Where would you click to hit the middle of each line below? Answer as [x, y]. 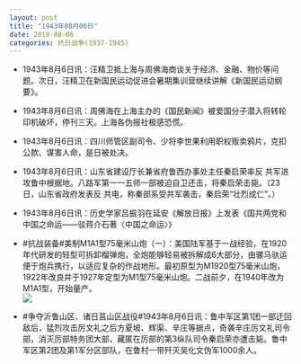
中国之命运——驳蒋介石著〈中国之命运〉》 [99, 225]
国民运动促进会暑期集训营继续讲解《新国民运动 [188, 81]
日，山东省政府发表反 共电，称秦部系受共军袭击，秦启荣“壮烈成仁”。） [151, 194]
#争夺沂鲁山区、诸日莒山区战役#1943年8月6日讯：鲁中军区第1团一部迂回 [157, 316]
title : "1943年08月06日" [54, 26]
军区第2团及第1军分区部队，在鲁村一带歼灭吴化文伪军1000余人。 [142, 351]
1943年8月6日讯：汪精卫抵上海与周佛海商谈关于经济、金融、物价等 [146, 69]
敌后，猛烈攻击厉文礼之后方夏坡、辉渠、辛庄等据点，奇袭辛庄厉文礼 [148, 328]
